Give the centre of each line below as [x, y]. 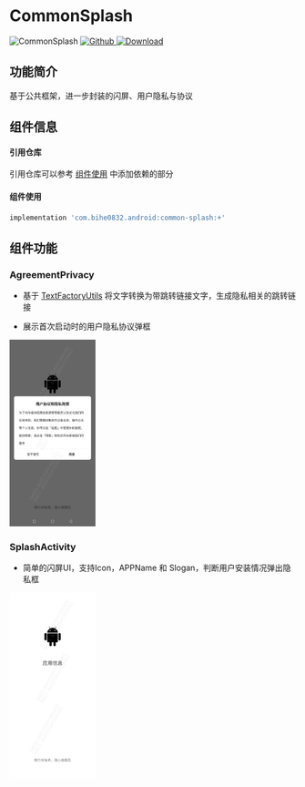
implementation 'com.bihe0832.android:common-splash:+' [117, 218]
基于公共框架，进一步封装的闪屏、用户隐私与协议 [101, 96]
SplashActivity [43, 547]
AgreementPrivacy [52, 274]
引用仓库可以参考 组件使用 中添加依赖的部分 [91, 174]
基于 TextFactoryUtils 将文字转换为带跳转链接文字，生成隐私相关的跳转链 [159, 296]
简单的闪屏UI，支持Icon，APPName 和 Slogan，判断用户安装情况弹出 [153, 568]
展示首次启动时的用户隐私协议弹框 [86, 327]
